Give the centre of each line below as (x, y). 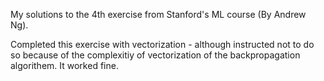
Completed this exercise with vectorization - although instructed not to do (162, 44)
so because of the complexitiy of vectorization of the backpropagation (155, 55)
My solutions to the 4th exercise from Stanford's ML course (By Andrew (158, 14)
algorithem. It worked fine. (64, 65)
